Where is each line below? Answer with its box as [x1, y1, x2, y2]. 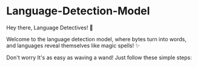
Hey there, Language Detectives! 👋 [6, 24, 93, 31]
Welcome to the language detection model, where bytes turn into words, [6, 35, 186, 42]
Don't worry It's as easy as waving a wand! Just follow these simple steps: [6, 54, 193, 61]
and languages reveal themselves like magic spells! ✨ [6, 42, 140, 49]
